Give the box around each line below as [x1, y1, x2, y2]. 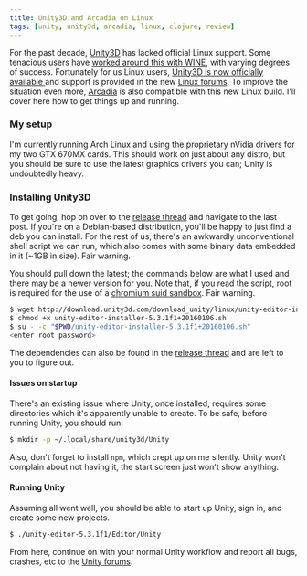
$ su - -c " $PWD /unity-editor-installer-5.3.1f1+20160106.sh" [9, 321, 251, 331]
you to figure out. [9, 357, 75, 368]
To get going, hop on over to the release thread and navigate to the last [9, 212, 277, 223]
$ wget [9, 305, 35, 315]
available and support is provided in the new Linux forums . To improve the [9, 76, 289, 87]
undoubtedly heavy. [9, 168, 85, 179]
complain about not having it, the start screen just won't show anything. [9, 461, 280, 472]
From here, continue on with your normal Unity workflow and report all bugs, [9, 546, 298, 557]
